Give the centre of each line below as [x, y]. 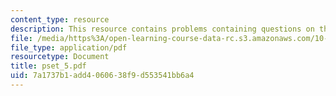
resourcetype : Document [60, 57]
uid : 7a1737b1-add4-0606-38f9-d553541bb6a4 [102, 76]
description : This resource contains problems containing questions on [162, 29]
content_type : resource [60, 19]
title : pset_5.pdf [48, 66]
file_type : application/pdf [69, 47]
